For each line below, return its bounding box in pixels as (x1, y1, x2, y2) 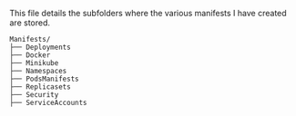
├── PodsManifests (9, 74, 79, 83)
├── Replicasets (9, 82, 71, 92)
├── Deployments (9, 43, 71, 52)
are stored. (9, 17, 51, 28)
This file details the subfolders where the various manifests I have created (9, 8, 287, 18)
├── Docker (9, 51, 51, 60)
